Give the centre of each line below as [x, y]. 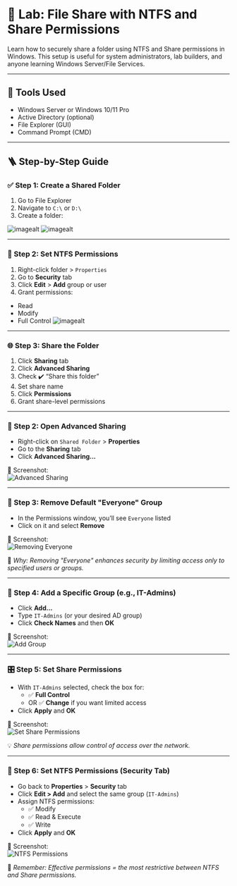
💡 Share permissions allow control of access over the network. [99, 746]
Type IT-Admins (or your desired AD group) [80, 615]
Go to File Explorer [44, 201]
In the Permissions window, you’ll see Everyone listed [94, 518]
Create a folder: [40, 216]
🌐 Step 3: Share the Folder [53, 345]
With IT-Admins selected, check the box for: [81, 687]
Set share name [40, 386]
